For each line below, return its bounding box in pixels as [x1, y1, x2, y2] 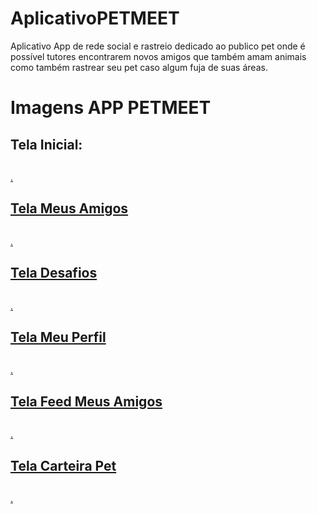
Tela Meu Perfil [10, 328, 107, 346]
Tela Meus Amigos [10, 200, 129, 217]
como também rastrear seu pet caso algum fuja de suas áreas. [10, 61, 268, 73]
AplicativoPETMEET [10, 7, 180, 30]
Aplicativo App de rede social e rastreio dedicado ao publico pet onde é [10, 40, 306, 52]
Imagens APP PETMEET [10, 97, 212, 119]
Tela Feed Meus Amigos [10, 393, 163, 410]
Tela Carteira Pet [10, 457, 117, 474]
